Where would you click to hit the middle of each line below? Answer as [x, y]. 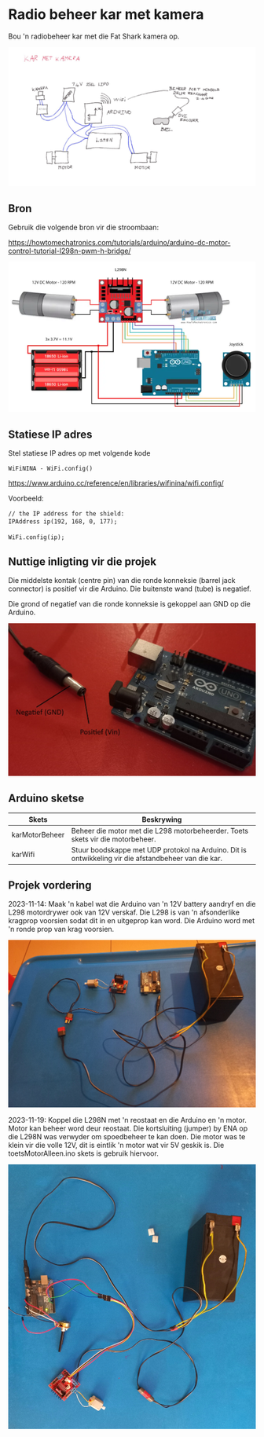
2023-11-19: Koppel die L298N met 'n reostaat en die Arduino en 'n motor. [128, 1120]
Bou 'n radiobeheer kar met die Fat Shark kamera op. [94, 36]
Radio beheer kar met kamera [106, 15]
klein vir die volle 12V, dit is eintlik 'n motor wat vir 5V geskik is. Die [116, 1145]
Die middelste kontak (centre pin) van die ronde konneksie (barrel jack [122, 580]
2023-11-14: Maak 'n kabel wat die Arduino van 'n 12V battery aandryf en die [132, 904]
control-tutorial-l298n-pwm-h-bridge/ [70, 251]
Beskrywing [162, 819]
